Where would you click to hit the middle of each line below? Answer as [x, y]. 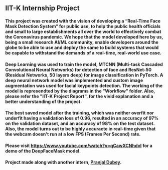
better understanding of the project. [44, 101]
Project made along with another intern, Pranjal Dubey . [63, 162]
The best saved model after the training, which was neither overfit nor [79, 113]
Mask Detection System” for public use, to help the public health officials [83, 26]
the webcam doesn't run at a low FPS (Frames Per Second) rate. [73, 134]
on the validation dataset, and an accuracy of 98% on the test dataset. [80, 123]
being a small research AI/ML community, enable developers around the [82, 42]
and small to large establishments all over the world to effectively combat [83, 31]
